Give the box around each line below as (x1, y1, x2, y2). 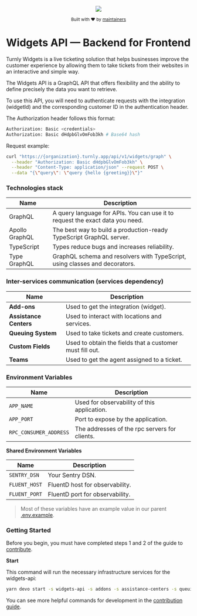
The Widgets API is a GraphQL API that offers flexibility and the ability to (6, 79, 181, 86)
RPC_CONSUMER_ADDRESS (9, 429, 69, 436)
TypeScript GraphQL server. (52, 233, 130, 241)
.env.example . (20, 512, 55, 519)
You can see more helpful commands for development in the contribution (6, 597, 183, 604)
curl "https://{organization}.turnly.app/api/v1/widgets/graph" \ (6, 154, 172, 159)
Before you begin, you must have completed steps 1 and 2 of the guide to (6, 540, 183, 547)
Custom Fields (9, 342, 50, 350)
